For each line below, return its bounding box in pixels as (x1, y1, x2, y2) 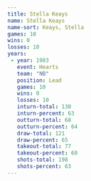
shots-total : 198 (16, 156, 69, 164)
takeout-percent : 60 (16, 150, 78, 157)
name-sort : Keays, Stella (7, 24, 84, 31)
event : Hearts (16, 63, 59, 71)
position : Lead (16, 76, 62, 84)
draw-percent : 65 (16, 136, 69, 143)
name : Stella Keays (7, 17, 65, 24)
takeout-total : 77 (16, 143, 72, 150)
